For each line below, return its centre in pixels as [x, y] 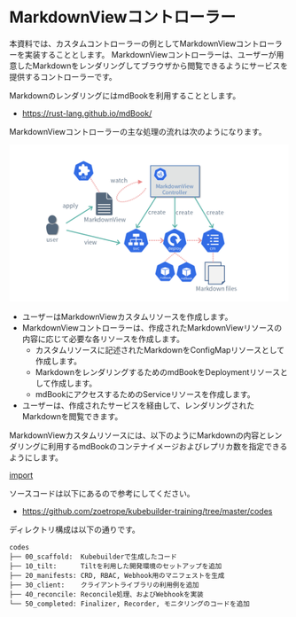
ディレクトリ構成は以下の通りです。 [74, 530]
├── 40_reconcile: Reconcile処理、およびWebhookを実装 [106, 595]
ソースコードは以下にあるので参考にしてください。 [102, 494]
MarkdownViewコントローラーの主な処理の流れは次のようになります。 [138, 131]
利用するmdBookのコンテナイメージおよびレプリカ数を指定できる [167, 447]
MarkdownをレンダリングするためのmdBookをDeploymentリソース [158, 372]
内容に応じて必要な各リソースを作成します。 [103, 339]
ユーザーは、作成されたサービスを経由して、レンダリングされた [138, 406]
